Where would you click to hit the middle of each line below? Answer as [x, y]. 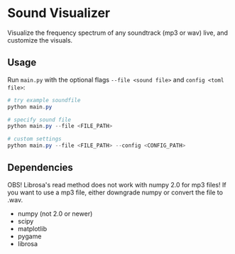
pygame [29, 236]
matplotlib [32, 228]
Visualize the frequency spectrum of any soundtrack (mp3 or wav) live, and [118, 33]
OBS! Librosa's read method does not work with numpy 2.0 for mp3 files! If [117, 184]
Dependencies [40, 168]
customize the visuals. [40, 40]
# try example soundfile [44, 100]
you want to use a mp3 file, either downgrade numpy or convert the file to [115, 192]
